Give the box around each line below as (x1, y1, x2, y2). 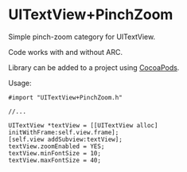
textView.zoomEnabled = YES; (8, 142, 105, 150)
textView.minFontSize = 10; (8, 149, 102, 157)
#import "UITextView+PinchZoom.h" (8, 93, 123, 101)
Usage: (8, 78, 32, 88)
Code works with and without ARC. (8, 47, 123, 57)
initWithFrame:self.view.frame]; (8, 128, 119, 136)
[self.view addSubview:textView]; (8, 135, 123, 143)
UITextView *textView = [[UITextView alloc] (8, 121, 158, 129)
